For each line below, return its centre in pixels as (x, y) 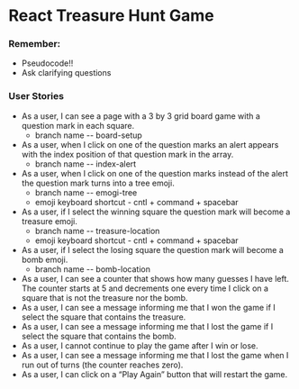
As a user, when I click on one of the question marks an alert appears (150, 144)
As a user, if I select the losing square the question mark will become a (153, 249)
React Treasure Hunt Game (111, 16)
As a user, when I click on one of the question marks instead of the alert (155, 173)
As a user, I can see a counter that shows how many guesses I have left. (155, 278)
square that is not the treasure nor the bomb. (104, 297)
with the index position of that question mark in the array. (127, 154)
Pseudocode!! (47, 63)
